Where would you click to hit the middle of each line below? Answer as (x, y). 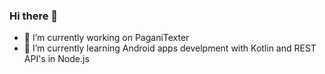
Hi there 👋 (34, 16)
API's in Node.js (56, 59)
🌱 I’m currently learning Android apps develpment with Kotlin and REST (170, 48)
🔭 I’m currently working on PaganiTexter (106, 38)
